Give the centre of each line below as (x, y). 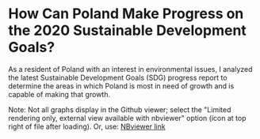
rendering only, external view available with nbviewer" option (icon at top (127, 118)
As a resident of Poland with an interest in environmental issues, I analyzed (130, 69)
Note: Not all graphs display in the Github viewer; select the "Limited (120, 109)
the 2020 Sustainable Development (128, 30)
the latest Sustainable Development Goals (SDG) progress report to (118, 77)
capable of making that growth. (59, 94)
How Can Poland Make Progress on (126, 14)
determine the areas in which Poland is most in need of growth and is (121, 86)
